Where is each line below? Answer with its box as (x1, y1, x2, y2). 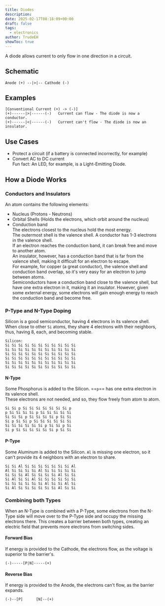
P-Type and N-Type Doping (5, 307, 71, 314)
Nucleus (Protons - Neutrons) (12, 211, 72, 217)
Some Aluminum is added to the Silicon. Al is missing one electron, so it (5, 449, 151, 455)
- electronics (9, 30, 38, 35)
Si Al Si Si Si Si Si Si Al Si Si (5, 485, 76, 490)
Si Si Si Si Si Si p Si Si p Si (5, 423, 71, 428)
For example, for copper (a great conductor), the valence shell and (12, 263, 148, 269)
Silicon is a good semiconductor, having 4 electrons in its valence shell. (5, 319, 150, 324)
